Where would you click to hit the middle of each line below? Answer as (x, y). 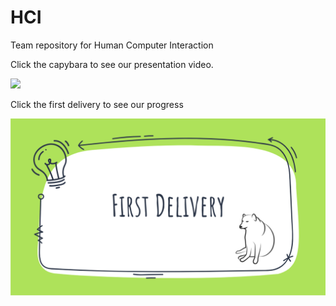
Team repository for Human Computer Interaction (112, 45)
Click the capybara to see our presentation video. (112, 64)
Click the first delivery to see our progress (97, 104)
